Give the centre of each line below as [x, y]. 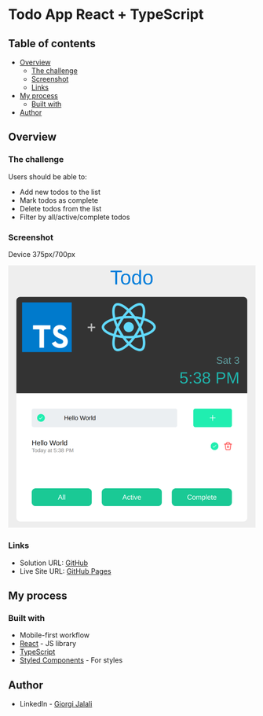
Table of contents [52, 44]
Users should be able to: [48, 176]
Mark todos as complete [59, 200]
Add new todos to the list [60, 192]
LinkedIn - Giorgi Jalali [56, 704]
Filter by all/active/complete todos [75, 217]
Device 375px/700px [42, 254]
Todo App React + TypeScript [106, 15]
